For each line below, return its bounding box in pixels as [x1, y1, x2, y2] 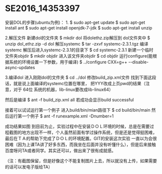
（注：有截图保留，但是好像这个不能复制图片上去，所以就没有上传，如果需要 [5, 158, 157, 163]
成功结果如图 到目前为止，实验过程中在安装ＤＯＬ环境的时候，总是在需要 [5, 123, 150, 129]
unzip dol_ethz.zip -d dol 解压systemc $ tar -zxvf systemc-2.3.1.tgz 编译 [5, 41, 148, 46]
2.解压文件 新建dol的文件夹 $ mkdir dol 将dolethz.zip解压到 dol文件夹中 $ [5, 35, 150, 41]
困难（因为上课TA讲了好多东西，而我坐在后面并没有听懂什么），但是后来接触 [5, 141, 156, 147]
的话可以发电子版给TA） [5, 164, 53, 170]
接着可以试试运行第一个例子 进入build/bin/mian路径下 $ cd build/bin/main [5, 107, 150, 113]
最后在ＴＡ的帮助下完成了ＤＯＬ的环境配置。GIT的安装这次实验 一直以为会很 [5, 135, 157, 141]
